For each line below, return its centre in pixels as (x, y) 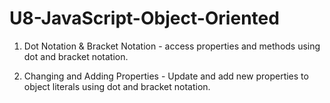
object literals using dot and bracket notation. (117, 86)
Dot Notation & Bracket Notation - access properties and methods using (172, 46)
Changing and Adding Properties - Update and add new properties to (166, 76)
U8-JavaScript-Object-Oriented (144, 18)
